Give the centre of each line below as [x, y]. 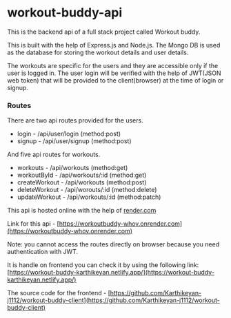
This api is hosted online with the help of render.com [82, 211]
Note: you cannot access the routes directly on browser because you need [113, 244]
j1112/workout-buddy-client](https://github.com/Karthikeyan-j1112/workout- [114, 300]
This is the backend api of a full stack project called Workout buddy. [104, 32]
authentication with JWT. [43, 252]
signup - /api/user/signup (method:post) [74, 141]
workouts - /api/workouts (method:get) [72, 168]
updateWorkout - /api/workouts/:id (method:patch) [89, 197]
